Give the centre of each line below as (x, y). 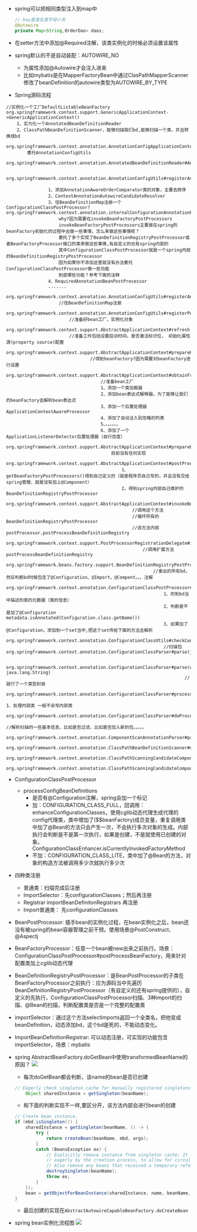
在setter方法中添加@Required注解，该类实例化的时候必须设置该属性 (96, 42)
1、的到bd (174, 594)
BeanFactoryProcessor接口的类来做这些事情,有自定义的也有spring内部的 (89, 244)
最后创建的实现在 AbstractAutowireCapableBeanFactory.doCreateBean (106, 1210)
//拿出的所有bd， (171, 571)
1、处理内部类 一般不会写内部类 (39, 705)
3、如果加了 (176, 624)
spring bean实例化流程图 (45, 1223)
